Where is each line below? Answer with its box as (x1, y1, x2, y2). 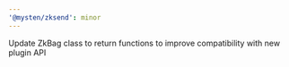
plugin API (8, 46, 47, 58)
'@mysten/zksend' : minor (8, 13, 101, 22)
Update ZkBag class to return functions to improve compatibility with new (8, 38, 280, 48)
